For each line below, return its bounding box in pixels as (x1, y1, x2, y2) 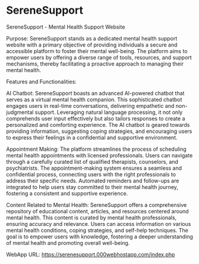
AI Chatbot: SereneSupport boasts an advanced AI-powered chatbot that (6, 89, 185, 97)
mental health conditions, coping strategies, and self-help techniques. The (6, 226, 188, 234)
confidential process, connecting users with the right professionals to (6, 170, 176, 178)
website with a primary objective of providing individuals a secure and (6, 41, 178, 48)
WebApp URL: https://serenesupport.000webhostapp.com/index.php (6, 251, 175, 258)
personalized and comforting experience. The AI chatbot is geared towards (6, 121, 190, 128)
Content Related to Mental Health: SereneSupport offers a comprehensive (6, 201, 187, 209)
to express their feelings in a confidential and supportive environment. (6, 133, 178, 141)
